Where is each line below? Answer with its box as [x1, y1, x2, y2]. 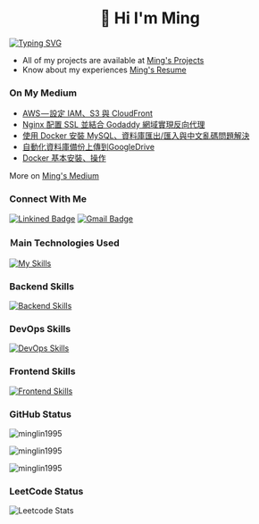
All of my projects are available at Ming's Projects [21, 54, 205, 65]
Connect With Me [9, 193, 88, 205]
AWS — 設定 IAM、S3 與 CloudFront [21, 108, 154, 119]
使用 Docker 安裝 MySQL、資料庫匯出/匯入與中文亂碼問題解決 [21, 130, 250, 141]
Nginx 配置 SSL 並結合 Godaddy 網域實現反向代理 [21, 120, 205, 130]
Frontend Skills [9, 365, 76, 378]
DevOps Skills [9, 323, 71, 336]
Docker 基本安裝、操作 [21, 153, 107, 163]
